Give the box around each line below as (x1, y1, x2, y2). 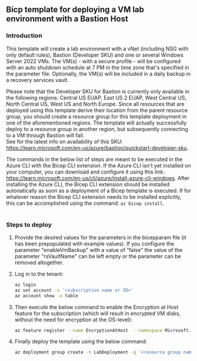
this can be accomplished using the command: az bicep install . (6, 199, 165, 206)
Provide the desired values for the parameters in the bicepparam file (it (14, 234, 186, 241)
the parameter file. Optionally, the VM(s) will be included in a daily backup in (6, 70, 191, 77)
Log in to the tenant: (14, 270, 64, 277)
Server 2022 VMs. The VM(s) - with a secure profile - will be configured (6, 57, 181, 64)
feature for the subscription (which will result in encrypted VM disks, (14, 310, 181, 317)
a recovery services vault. (6, 76, 69, 83)
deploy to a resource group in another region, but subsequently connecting (6, 125, 188, 132)
